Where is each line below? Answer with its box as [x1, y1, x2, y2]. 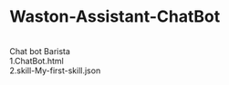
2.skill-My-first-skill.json [9, 65, 101, 76]
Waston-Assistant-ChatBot [9, 6, 221, 27]
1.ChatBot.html [9, 55, 64, 66]
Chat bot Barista [9, 45, 71, 56]
